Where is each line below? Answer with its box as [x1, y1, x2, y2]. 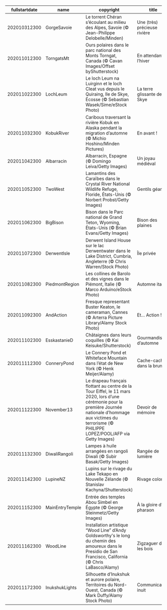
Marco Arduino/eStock [85, 286, 132, 292]
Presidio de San [85, 548, 118, 554]
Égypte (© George [85, 504, 123, 510]
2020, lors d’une [85, 393, 120, 399]
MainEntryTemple [45, 504, 82, 510]
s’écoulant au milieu [85, 19, 126, 25]
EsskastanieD [45, 337, 74, 343]
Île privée [137, 250, 156, 256]
